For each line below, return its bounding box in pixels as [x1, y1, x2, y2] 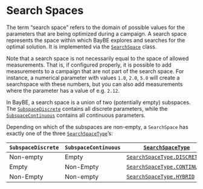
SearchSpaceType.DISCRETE [126, 153, 201, 161]
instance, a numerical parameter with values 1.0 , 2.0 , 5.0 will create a [6, 74, 180, 81]
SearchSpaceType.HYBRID [126, 173, 195, 180]
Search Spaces [6, 4, 84, 18]
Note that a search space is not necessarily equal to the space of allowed [6, 55, 189, 62]
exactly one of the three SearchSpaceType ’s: [6, 130, 113, 137]
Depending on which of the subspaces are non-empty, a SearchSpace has [6, 123, 188, 130]
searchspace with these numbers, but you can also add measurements [6, 80, 183, 88]
